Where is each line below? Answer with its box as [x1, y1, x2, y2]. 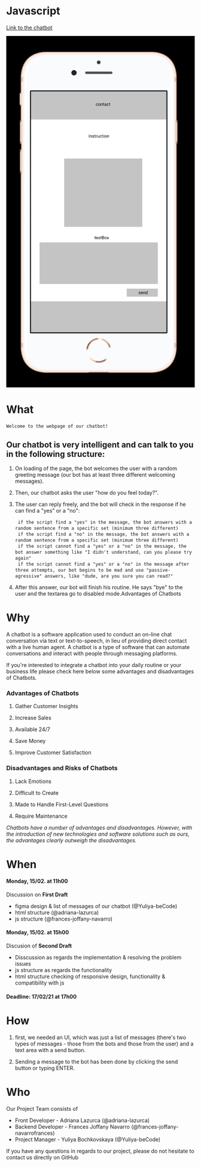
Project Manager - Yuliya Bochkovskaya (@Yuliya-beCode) [14, 1135, 161, 1143]
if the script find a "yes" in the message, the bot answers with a [17, 519, 193, 525]
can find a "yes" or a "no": [14, 507, 80, 514]
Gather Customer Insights [14, 703, 79, 710]
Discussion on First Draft [6, 891, 68, 898]
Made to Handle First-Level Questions [14, 800, 109, 808]
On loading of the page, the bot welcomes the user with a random [14, 465, 178, 472]
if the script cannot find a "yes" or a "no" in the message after [17, 561, 190, 567]
